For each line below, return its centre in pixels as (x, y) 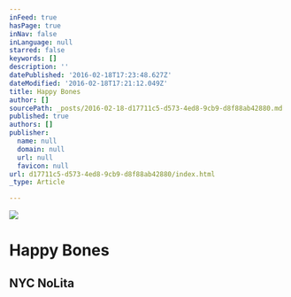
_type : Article (37, 183)
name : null (37, 141)
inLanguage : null (41, 42)
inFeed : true (33, 17)
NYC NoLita (42, 283)
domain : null (41, 149)
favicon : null (43, 166)
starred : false (37, 51)
